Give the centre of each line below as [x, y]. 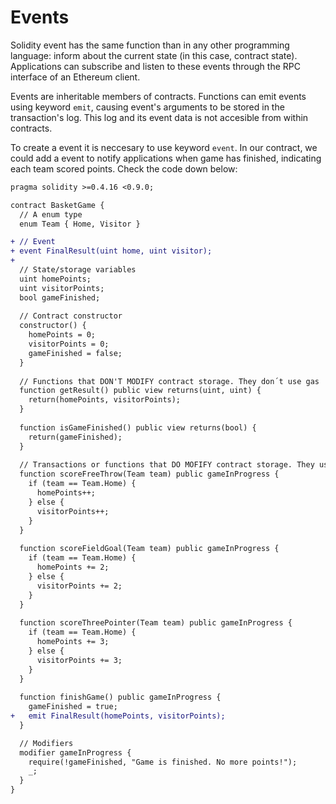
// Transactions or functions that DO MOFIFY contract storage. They [167, 465]
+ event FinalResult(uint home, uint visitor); [111, 251]
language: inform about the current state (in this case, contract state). [154, 55]
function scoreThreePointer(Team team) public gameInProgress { [156, 623]
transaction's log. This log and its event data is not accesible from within [159, 117]
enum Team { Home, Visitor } [80, 224]
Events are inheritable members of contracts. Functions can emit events [158, 96]
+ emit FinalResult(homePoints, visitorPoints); [118, 716]
